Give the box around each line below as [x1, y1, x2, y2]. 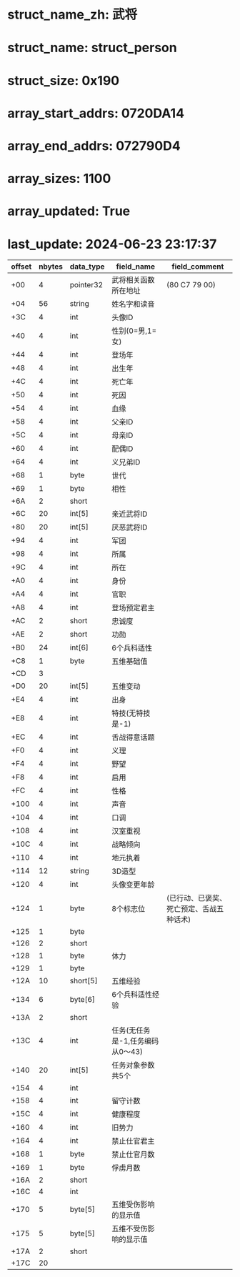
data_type [69, 262, 105, 272]
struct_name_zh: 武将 [7, 6, 138, 23]
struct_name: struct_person [7, 40, 177, 56]
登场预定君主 [111, 603, 155, 613]
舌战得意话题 [111, 732, 155, 742]
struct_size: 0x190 [7, 72, 120, 89]
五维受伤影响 [111, 1200, 155, 1210]
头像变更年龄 [111, 880, 155, 890]
